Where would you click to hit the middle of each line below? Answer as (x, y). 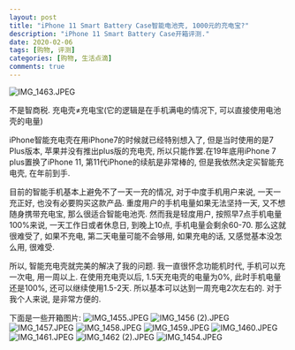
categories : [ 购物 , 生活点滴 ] (61, 58)
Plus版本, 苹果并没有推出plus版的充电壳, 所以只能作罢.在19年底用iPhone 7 (143, 150)
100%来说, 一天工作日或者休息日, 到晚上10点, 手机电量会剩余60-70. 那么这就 (148, 224)
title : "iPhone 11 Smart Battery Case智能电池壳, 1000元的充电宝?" (129, 26)
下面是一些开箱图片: (45, 317)
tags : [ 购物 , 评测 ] (42, 50)
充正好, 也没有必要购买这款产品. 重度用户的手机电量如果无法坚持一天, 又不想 (147, 202)
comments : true (37, 67)
